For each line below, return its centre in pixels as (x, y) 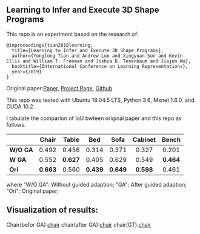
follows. (16, 124)
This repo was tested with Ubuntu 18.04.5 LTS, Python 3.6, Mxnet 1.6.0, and (100, 100)
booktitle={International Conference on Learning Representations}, (100, 66)
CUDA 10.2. (21, 106)
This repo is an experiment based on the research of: (72, 34)
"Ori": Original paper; (33, 191)
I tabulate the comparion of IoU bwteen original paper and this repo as (94, 118)
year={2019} (27, 72)
